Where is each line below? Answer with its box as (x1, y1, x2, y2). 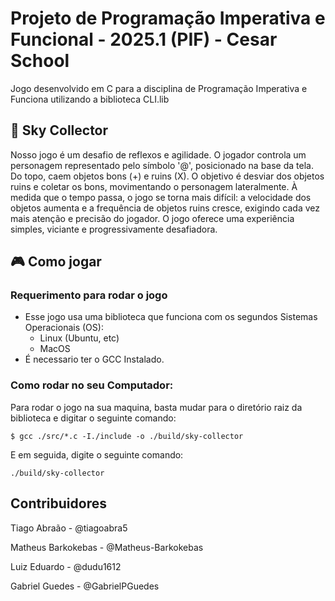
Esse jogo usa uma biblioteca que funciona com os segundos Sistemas (24, 311, 318, 323)
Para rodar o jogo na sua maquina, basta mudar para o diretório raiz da (10, 401, 303, 413)
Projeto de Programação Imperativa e (10, 7, 326, 30)
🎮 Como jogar (10, 253, 102, 271)
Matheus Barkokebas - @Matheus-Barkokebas (10, 541, 204, 553)
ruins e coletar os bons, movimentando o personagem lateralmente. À (10, 180, 298, 192)
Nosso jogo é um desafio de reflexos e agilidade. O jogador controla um (10, 148, 307, 161)
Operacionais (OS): (24, 322, 104, 334)
